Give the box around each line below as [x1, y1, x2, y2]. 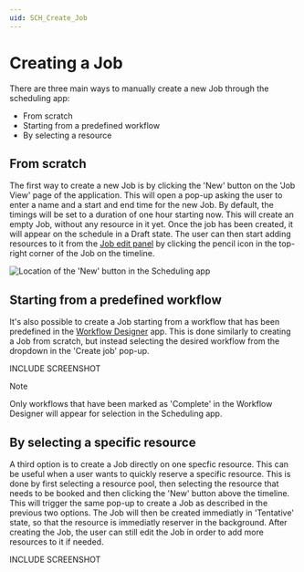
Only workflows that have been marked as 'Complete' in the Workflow [9, 399, 273, 410]
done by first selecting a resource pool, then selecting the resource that [9, 478, 279, 489]
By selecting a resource [22, 130, 112, 140]
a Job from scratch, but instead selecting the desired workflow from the [9, 336, 280, 347]
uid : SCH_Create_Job [9, 13, 89, 23]
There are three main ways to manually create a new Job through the [9, 83, 269, 94]
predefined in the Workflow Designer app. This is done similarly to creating [9, 326, 291, 338]
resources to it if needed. [9, 536, 104, 547]
